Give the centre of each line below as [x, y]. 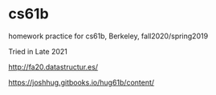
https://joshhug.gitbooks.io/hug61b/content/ [82, 82]
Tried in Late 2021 [38, 51]
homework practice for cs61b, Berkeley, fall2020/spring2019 [108, 36]
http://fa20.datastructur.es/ [53, 67]
